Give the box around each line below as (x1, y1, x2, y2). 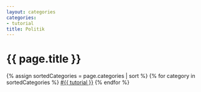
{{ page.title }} (6, 52, 82, 66)
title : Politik (6, 26, 45, 32)
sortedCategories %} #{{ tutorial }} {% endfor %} (6, 79, 130, 86)
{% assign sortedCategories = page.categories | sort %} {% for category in (6, 73, 196, 80)
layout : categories (6, 9, 56, 15)
